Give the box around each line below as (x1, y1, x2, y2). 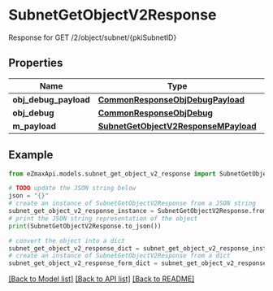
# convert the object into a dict (8, 237, 126, 245)
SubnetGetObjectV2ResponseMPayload (97, 120, 258, 132)
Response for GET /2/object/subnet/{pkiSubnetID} (8, 33, 177, 42)
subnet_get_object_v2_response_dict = (8, 244, 140, 253)
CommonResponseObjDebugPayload (97, 93, 245, 105)
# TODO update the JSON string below (8, 185, 136, 193)
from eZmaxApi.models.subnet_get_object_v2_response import (8, 169, 217, 178)
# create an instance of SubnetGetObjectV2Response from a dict (8, 252, 231, 260)
